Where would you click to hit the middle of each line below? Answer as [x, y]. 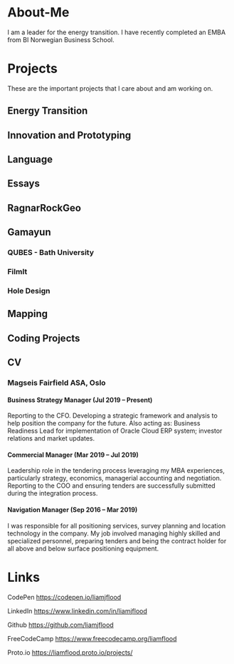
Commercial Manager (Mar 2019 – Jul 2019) [73, 455]
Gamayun [29, 232]
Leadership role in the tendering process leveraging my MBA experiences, [116, 471]
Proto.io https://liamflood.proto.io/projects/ [70, 652]
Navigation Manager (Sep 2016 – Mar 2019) [73, 510]
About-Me [38, 12]
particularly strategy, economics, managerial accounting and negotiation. [115, 478]
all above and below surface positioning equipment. [83, 548]
